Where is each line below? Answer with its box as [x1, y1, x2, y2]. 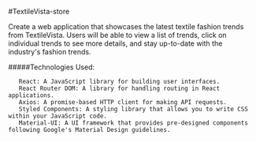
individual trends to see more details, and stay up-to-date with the [8, 39, 223, 48]
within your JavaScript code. [8, 112, 108, 120]
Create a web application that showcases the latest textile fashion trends [8, 22, 244, 31]
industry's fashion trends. [8, 47, 91, 56]
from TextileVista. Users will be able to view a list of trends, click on [8, 31, 227, 39]
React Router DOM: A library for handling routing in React [18, 84, 221, 92]
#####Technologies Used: [8, 62, 95, 72]
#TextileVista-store [8, 7, 70, 16]
